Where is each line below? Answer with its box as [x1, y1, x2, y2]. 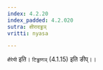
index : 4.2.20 [7, 10, 49, 17]
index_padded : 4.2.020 [7, 17, 74, 24]
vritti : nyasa [7, 29, 49, 37]
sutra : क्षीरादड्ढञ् [7, 23, 47, 30]
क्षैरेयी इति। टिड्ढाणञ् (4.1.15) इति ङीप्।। [7, 55, 97, 64]
